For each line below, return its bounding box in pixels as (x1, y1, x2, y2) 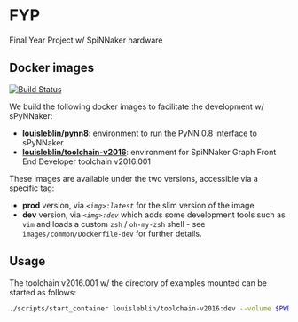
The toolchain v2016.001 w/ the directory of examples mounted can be (9, 277, 268, 288)
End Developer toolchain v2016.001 (21, 156, 152, 167)
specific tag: (9, 183, 55, 193)
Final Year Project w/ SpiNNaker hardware (9, 35, 163, 45)
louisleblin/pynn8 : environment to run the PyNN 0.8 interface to (21, 128, 257, 138)
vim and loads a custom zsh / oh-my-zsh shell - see (21, 218, 206, 229)
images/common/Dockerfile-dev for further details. (21, 228, 202, 239)
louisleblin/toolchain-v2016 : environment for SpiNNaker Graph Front (21, 146, 277, 157)
